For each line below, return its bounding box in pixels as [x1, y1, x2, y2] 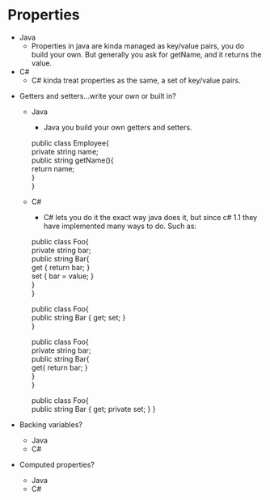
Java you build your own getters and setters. [43, 122, 192, 132]
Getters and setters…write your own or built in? [19, 91, 177, 100]
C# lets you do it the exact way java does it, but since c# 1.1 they [43, 212, 258, 222]
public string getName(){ [31, 155, 114, 165]
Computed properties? [19, 460, 95, 469]
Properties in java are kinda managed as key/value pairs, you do [31, 40, 244, 50]
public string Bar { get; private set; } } [31, 404, 156, 413]
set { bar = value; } [31, 271, 95, 281]
